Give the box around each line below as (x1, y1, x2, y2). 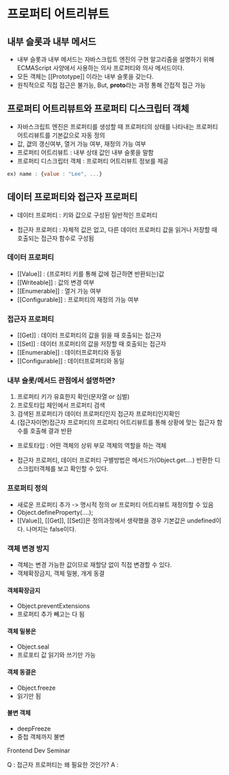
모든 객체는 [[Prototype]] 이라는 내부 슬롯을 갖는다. (16, 73, 154, 80)
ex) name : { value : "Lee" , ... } (7, 170, 103, 177)
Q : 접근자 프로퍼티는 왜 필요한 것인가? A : (7, 760, 119, 769)
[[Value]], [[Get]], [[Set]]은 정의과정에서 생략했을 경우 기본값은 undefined (16, 516, 217, 524)
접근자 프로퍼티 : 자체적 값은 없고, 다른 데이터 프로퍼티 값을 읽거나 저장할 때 (16, 225, 217, 233)
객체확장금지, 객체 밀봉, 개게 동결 (16, 569, 105, 577)
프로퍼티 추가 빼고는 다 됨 (16, 610, 85, 618)
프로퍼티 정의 (7, 483, 48, 493)
